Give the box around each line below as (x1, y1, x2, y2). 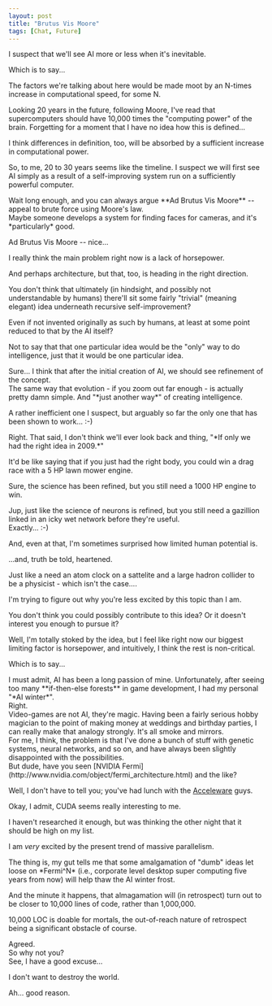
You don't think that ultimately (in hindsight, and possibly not (8, 285, 211, 294)
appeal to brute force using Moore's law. (8, 204, 144, 214)
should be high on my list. (8, 826, 95, 836)
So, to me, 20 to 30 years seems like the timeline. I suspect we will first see (8, 163, 260, 172)
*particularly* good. (8, 221, 76, 232)
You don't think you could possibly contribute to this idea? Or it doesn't (8, 611, 246, 621)
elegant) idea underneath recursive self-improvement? (8, 302, 192, 311)
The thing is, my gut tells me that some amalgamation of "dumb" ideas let (8, 857, 254, 867)
